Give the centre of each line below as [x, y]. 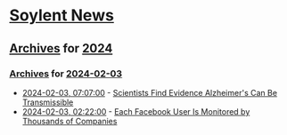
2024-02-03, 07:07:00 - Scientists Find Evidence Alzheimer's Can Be [150, 92]
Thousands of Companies [70, 121]
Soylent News [61, 16]
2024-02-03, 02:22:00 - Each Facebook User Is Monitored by [136, 111]
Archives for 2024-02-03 [66, 74]
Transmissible [48, 102]
